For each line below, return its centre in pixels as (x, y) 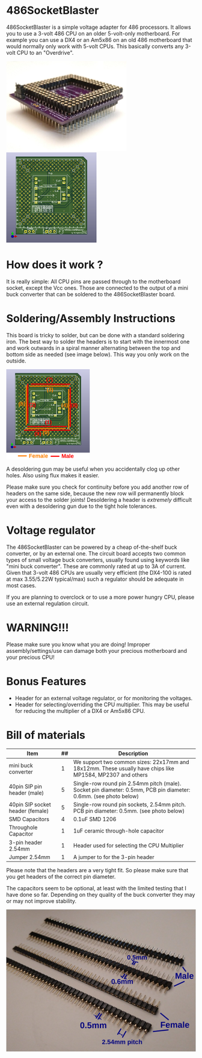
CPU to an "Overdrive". (45, 52)
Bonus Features (46, 681)
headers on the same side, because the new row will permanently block (95, 493)
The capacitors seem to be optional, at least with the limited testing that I (96, 888)
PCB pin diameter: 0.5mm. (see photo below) (129, 811)
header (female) (29, 811)
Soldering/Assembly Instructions (91, 319)
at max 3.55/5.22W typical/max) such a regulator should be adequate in (95, 579)
